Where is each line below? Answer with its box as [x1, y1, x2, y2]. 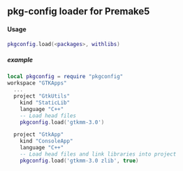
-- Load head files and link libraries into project [20, 151, 177, 158]
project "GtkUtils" [13, 93, 71, 100]
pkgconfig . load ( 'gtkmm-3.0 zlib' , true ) [20, 157, 139, 164]
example [7, 56, 34, 64]
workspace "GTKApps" [7, 80, 68, 87]
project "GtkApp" [13, 131, 64, 138]
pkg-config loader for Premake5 [7, 6, 150, 17]
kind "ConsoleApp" [20, 137, 73, 145]
